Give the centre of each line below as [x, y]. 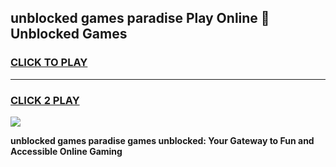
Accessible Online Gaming [66, 151]
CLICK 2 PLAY [45, 100]
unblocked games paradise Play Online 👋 [140, 18]
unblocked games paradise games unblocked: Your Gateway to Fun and [162, 140]
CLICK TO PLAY [49, 63]
